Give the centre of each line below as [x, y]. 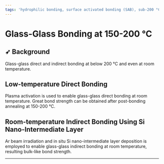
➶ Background [28, 52]
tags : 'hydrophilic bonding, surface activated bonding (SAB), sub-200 [79, 10]
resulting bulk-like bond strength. [38, 152]
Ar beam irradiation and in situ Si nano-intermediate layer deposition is [76, 141]
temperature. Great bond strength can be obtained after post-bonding [75, 101]
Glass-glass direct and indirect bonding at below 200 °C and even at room [80, 64]
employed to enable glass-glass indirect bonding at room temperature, [76, 146]
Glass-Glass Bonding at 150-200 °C [79, 34]
